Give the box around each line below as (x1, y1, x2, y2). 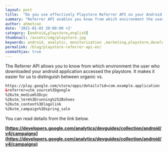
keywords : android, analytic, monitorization (5, 40, 101, 45)
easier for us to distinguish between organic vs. (5, 73, 103, 79)
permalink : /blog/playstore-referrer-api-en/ (5, 44, 101, 49)
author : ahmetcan (5, 21, 41, 26)
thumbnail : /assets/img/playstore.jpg (5, 35, 86, 40)
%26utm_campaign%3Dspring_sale (5, 106, 70, 111)
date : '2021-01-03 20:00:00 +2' (5, 26, 72, 31)
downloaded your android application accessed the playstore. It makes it (5, 68, 155, 74)
